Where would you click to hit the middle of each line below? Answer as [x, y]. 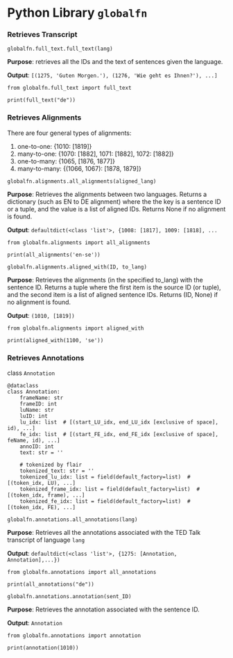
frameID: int [38, 404]
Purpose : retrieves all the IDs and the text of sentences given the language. [115, 62]
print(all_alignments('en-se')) [54, 255]
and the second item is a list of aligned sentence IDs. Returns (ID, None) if [113, 294]
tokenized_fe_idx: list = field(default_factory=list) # [105, 501]
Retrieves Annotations [46, 358]
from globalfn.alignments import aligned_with [76, 328]
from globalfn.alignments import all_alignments [79, 242]
